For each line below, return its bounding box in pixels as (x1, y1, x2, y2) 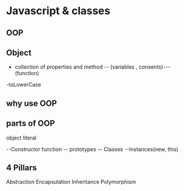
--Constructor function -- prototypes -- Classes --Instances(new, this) (6, 145, 179, 153)
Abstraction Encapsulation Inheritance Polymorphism (6, 179, 137, 186)
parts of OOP (6, 118, 55, 128)
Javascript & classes (6, 4, 111, 18)
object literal (6, 134, 37, 141)
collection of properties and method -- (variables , (14, 63, 138, 70)
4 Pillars (6, 163, 37, 173)
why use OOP (6, 98, 58, 108)
